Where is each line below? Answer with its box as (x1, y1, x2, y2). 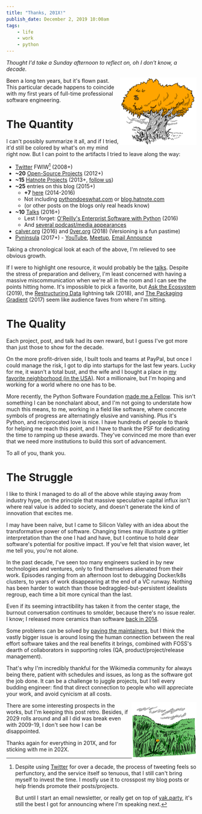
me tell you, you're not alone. (6, 547, 78, 555)
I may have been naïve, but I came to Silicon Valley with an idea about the (6, 521, 189, 529)
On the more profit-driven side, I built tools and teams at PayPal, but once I (6, 355, 192, 362)
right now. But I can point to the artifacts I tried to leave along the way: (6, 150, 181, 157)
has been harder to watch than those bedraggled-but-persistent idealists (6, 584, 188, 592)
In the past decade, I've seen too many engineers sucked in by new (6, 559, 174, 566)
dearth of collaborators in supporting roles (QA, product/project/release (6, 646, 185, 654)
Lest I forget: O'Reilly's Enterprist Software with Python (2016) (24, 215, 178, 222)
